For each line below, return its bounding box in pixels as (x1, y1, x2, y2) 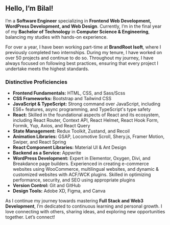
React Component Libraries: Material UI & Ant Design (12, 144, 127, 150)
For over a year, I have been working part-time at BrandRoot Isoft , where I (5, 43, 161, 50)
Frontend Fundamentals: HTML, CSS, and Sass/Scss (12, 90, 126, 96)
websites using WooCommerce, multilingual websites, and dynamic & (12, 166, 159, 172)
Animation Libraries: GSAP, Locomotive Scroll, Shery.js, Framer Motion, (12, 133, 165, 140)
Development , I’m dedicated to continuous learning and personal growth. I (5, 203, 162, 209)
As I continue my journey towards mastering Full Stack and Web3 (5, 198, 144, 204)
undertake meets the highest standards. (5, 65, 89, 72)
